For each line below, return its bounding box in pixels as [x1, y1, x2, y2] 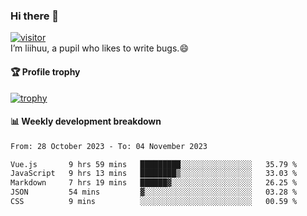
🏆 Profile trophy [10, 65, 81, 78]
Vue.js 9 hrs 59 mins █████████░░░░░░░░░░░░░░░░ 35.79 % [10, 159, 298, 169]
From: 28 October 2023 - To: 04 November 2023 [10, 141, 208, 151]
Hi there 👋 [10, 9, 60, 23]
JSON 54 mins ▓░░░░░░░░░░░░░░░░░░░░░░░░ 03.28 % [10, 187, 298, 198]
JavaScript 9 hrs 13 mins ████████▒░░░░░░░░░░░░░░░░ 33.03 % [10, 169, 298, 179]
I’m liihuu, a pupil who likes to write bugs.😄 [10, 42, 189, 54]
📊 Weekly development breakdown [10, 115, 162, 128]
